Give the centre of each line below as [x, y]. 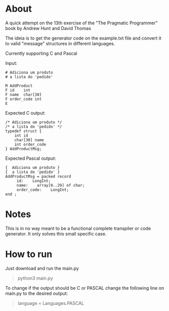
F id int [18, 90]
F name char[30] [24, 94]
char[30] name [29, 140]
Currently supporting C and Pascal [41, 53]
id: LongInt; [34, 181]
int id [21, 135]
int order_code [30, 144]
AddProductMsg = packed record [38, 176]
